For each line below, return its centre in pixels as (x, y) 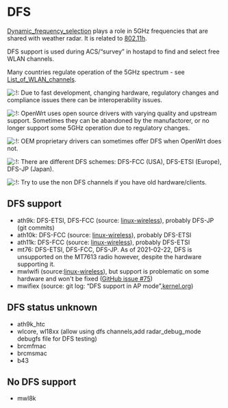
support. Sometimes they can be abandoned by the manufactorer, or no (109, 120)
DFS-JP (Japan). (30, 169)
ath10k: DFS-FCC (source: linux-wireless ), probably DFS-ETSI (104, 235)
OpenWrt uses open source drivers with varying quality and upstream (119, 113)
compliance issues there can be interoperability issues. (85, 99)
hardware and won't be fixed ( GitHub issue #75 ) (85, 278)
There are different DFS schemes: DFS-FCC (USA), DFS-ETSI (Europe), (121, 161)
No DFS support (42, 382)
